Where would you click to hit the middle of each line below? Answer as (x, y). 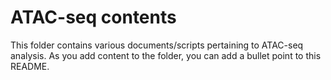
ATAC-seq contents (93, 17)
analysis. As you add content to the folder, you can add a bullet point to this (166, 55)
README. (30, 66)
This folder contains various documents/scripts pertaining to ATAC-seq (157, 45)
